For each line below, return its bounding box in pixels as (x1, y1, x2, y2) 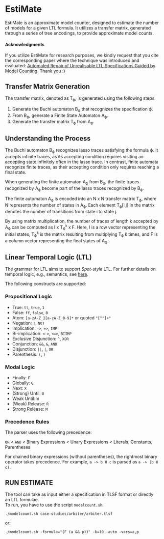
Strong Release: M (12, 406, 48, 412)
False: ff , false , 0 (12, 310, 48, 315)
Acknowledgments (5, 41, 45, 47)
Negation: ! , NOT (12, 320, 45, 326)
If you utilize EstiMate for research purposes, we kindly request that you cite (5, 53, 159, 58)
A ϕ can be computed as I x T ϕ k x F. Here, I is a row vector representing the (5, 223, 156, 231)
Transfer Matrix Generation (5, 82, 90, 90)
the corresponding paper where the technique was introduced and (5, 57, 140, 63)
